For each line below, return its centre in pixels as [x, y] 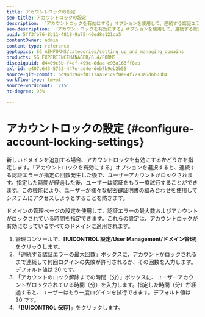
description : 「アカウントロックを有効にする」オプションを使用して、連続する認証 [99, 23]
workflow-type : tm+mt [34, 80]
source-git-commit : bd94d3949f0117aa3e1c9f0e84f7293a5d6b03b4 [87, 74]
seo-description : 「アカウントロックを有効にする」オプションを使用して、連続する [100, 29]
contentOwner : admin [33, 40]
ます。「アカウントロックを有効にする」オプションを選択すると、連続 [103, 167]
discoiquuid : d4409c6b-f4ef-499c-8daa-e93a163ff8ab [73, 63]
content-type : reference [38, 46]
